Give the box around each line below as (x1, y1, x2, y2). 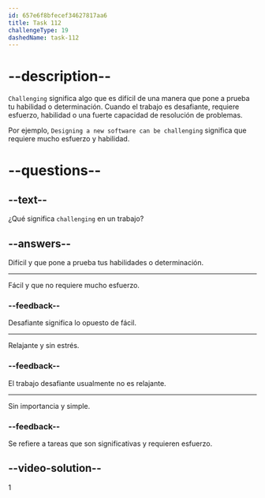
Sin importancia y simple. (8, 401, 91, 410)
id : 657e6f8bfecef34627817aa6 (8, 11, 108, 20)
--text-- (8, 193, 47, 206)
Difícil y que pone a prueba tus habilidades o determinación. (8, 258, 204, 267)
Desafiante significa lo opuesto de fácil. (8, 318, 136, 328)
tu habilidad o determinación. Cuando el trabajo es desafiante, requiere (8, 102, 240, 111)
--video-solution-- (8, 462, 102, 475)
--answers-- (8, 237, 71, 250)
